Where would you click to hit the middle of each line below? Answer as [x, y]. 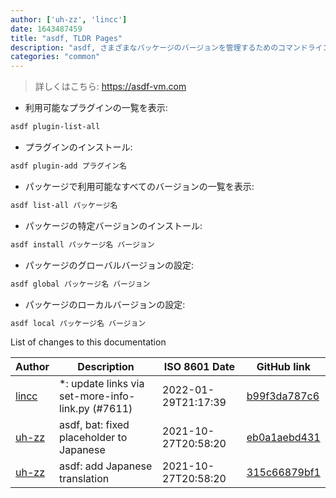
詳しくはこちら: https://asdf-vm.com [110, 87]
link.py [74, 409]
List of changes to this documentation [88, 342]
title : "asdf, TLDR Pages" [66, 38]
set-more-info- [97, 396]
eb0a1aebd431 [283, 438]
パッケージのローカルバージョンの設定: [105, 304]
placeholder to [93, 438]
